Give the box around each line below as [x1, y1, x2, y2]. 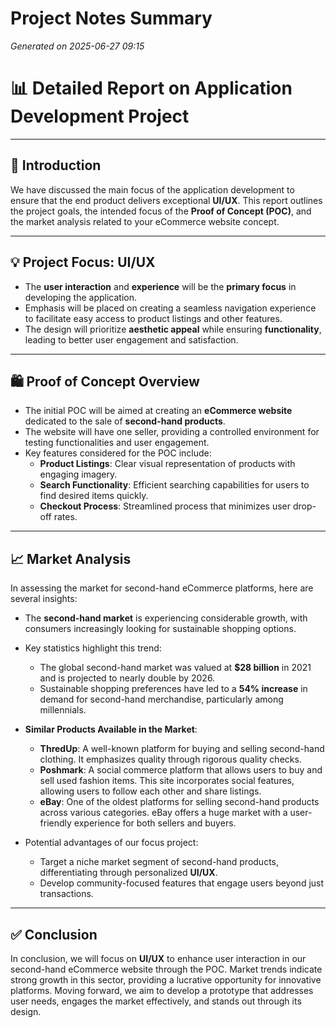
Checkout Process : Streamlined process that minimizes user [39, 500, 292, 512]
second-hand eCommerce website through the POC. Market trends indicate [10, 963, 323, 975]
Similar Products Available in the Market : [24, 723, 198, 736]
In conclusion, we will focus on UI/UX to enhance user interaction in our [10, 952, 307, 964]
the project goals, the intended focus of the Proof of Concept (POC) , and [10, 205, 312, 217]
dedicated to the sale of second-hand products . [24, 415, 226, 427]
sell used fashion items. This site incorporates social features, [39, 775, 295, 787]
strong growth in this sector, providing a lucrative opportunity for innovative [10, 973, 322, 986]
